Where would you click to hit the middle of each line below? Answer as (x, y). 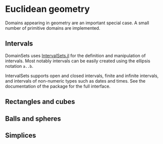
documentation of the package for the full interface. (58, 86)
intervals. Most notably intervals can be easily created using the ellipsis (78, 61)
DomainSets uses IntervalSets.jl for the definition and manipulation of (75, 55)
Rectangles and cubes (40, 102)
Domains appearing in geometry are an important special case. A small (77, 23)
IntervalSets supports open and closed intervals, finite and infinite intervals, (82, 76)
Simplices (20, 135)
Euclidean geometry (47, 9)
